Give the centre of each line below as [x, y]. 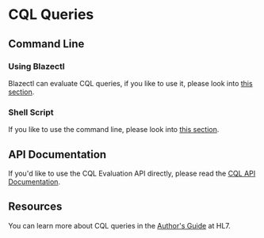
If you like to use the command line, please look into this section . [114, 130]
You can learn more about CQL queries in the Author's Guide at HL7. [120, 225]
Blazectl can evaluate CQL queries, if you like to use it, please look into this [130, 83]
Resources [35, 207]
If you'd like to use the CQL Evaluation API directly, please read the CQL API [132, 173]
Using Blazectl [36, 66]
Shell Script [31, 112]
